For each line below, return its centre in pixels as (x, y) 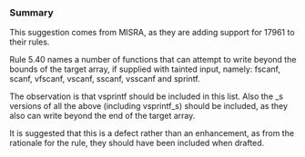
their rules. (30, 42)
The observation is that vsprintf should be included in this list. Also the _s (147, 96)
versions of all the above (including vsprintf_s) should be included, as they (149, 106)
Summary (32, 13)
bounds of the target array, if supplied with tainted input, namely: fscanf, (145, 69)
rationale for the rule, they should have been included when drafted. (137, 143)
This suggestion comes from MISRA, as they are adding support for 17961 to (152, 33)
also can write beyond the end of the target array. (102, 116)
